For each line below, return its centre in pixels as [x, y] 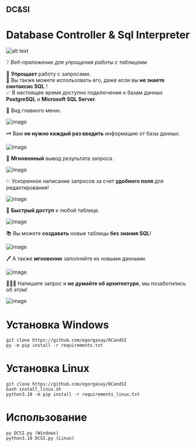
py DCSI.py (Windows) [32, 433]
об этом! [17, 290]
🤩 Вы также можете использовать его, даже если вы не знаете [85, 80]
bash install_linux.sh [34, 389]
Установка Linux [48, 369]
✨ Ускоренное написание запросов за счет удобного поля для [85, 181]
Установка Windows [58, 325]
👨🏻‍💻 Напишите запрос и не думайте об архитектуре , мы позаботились [96, 284]
